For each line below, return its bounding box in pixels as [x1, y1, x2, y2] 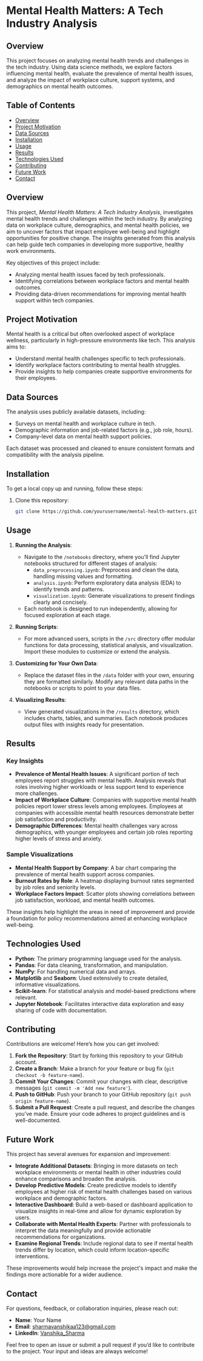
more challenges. [15, 790, 59, 797]
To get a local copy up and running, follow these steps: [6, 485, 144, 493]
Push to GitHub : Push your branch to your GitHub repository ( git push [15, 1091, 191, 1098]
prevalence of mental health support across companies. [15, 870, 155, 878]
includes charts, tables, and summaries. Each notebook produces [24, 714, 188, 721]
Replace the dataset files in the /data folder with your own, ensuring [24, 671, 195, 679]
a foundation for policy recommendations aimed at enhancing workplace [6, 915, 188, 922]
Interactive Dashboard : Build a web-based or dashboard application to [15, 1201, 193, 1208]
